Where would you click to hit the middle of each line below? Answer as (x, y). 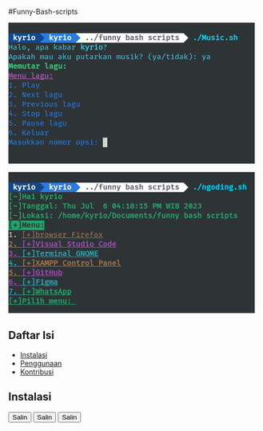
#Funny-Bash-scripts (43, 12)
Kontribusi (37, 372)
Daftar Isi (31, 335)
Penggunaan (41, 363)
